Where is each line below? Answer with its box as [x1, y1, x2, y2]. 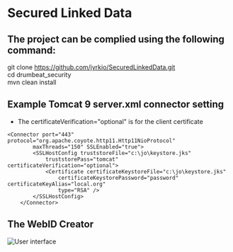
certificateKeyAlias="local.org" [7, 181, 106, 188]
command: [7, 44, 57, 56]
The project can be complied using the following [7, 33, 225, 45]
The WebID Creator [7, 218, 94, 231]
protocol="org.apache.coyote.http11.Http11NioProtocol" [7, 137, 176, 144]
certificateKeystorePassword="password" [57, 174, 179, 181]
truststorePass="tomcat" [45, 156, 119, 163]
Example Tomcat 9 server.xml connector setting [7, 98, 225, 110]
